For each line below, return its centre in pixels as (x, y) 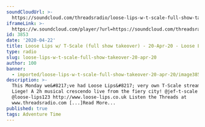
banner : (16, 69)
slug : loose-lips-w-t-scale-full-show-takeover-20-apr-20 (81, 57)
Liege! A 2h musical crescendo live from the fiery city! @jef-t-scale (105, 92)
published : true (27, 108)
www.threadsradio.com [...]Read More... (64, 103)
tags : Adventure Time (34, 114)
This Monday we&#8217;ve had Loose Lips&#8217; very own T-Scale (97, 86)
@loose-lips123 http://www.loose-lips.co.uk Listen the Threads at (99, 97)
